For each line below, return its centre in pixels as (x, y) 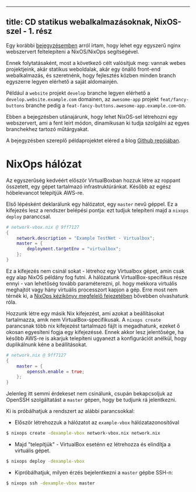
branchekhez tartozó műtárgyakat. (48, 129)
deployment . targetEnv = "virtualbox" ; (74, 249)
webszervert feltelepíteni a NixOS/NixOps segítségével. (73, 51)
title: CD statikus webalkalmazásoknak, (79, 22)
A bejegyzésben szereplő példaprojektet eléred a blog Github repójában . (93, 140)
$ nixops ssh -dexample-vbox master (50, 483)
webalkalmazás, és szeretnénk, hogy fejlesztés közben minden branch (91, 75)
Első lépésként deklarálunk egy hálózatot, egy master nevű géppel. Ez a (92, 204)
